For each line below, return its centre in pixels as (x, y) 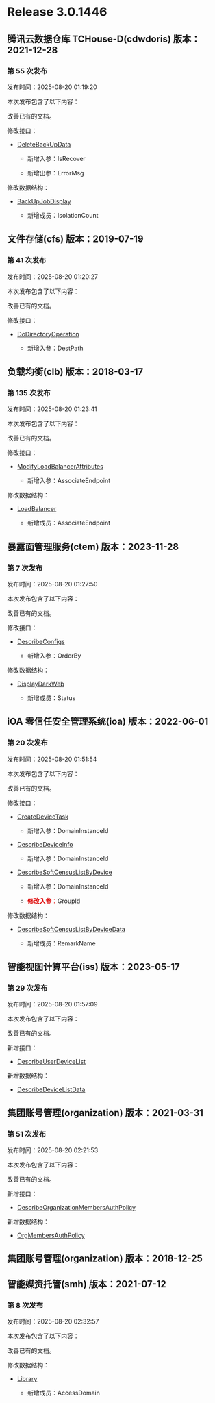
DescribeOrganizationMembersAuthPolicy (76, 1207)
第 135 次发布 (29, 393)
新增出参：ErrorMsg (55, 173)
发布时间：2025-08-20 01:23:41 (52, 409)
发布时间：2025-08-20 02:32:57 (53, 1321)
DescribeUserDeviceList (51, 1062)
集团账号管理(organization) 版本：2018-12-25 (105, 1259)
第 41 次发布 (27, 260)
